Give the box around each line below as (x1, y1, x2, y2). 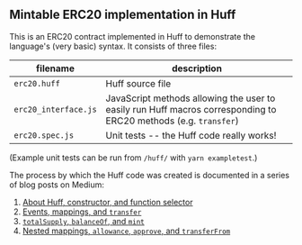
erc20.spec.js (13, 130, 75, 141)
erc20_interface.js (13, 104, 97, 114)
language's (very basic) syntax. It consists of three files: (9, 41, 218, 51)
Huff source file (105, 77, 172, 89)
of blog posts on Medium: (9, 179, 105, 190)
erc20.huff (13, 78, 60, 88)
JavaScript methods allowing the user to (105, 92, 276, 104)
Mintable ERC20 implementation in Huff (9, 7, 236, 23)
